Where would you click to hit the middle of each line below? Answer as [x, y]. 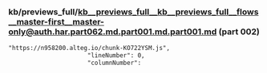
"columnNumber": [114, 63]
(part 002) [239, 32]
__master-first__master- [56, 21]
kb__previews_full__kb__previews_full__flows [168, 12]
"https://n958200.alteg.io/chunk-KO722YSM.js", [89, 48]
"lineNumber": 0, [116, 56]
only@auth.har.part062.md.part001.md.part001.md [113, 32]
